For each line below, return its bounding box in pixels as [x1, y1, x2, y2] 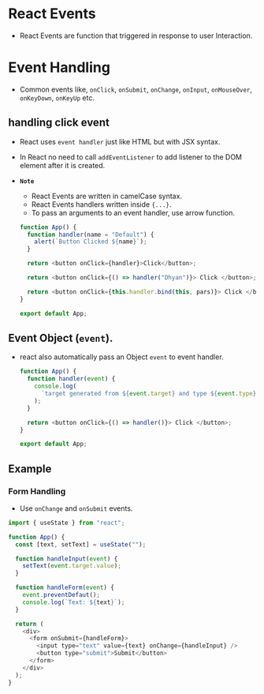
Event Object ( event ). [8, 331, 113, 344]
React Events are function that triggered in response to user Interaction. [19, 31, 253, 40]
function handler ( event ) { [27, 375, 116, 383]
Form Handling [8, 486, 66, 497]
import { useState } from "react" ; [8, 519, 125, 527]
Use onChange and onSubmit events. [19, 503, 133, 513]
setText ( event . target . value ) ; [22, 562, 122, 570]
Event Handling [8, 58, 110, 77]
